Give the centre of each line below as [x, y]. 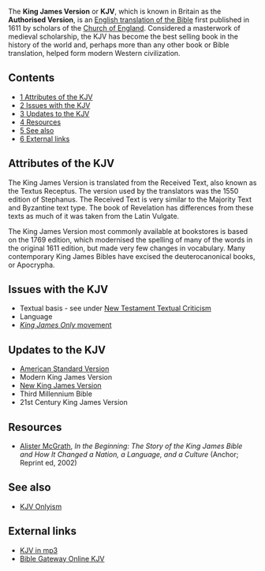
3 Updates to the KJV [54, 113]
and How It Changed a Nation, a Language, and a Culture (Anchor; [129, 454]
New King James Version [60, 386]
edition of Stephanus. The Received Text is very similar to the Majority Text [130, 199]
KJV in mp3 [38, 550]
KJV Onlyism [41, 506]
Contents [32, 78]
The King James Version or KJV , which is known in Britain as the [115, 11]
